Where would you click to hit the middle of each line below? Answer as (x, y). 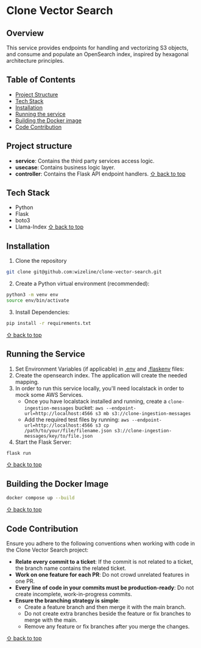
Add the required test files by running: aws (77, 419)
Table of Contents (41, 80)
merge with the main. (51, 620)
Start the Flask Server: (43, 442)
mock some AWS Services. (49, 394)
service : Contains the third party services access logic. (85, 161)
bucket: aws (89, 408)
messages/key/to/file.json (58, 436)
